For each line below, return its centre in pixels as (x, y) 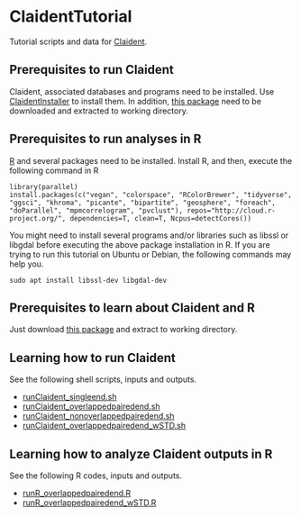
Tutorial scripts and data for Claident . (78, 41)
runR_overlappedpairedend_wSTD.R (89, 503)
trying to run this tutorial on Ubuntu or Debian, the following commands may (150, 254)
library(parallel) (44, 186)
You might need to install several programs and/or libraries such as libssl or (149, 235)
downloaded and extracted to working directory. (99, 111)
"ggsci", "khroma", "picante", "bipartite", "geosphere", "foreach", (143, 203)
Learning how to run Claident (92, 358)
